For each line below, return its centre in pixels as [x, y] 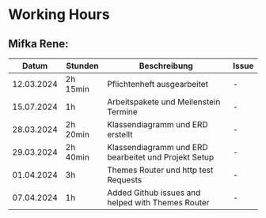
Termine [122, 112]
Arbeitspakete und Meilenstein [163, 102]
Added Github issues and [154, 193]
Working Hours [59, 15]
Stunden [82, 66]
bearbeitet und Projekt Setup [160, 157]
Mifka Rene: [38, 44]
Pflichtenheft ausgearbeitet [157, 84]
